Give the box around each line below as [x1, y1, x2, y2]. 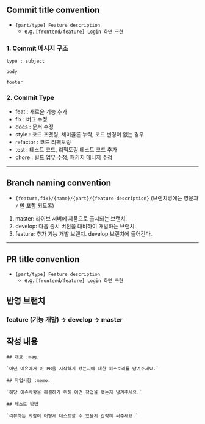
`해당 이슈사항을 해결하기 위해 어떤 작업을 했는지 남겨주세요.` [6, 389, 143, 395]
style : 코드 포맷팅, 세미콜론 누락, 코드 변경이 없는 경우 [15, 131, 145, 138]
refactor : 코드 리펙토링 [15, 138, 71, 146]
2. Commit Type [6, 94, 55, 102]
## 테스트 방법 [6, 401, 38, 408]
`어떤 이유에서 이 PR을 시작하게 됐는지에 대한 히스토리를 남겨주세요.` [6, 366, 159, 372]
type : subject [6, 58, 45, 65]
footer [6, 79, 23, 86]
